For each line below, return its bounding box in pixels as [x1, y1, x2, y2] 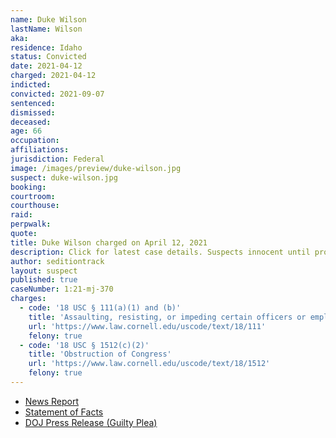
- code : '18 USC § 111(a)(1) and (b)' [19, 303, 182, 313]
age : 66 [10, 126, 43, 136]
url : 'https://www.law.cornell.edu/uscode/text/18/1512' [28, 359, 271, 369]
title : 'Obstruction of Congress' [28, 349, 172, 360]
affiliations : [10, 145, 70, 155]
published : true [10, 275, 78, 285]
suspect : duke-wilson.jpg [10, 172, 118, 183]
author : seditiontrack [10, 256, 105, 266]
